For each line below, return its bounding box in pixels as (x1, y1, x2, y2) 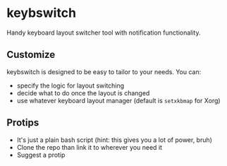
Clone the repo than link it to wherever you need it (16, 143, 163, 151)
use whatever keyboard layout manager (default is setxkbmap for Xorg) (16, 96, 221, 105)
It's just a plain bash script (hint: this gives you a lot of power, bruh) (16, 136, 213, 144)
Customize (6, 49, 56, 61)
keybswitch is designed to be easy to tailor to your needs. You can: (6, 67, 202, 76)
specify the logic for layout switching (16, 81, 125, 90)
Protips (6, 117, 39, 129)
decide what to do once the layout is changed (16, 88, 150, 97)
